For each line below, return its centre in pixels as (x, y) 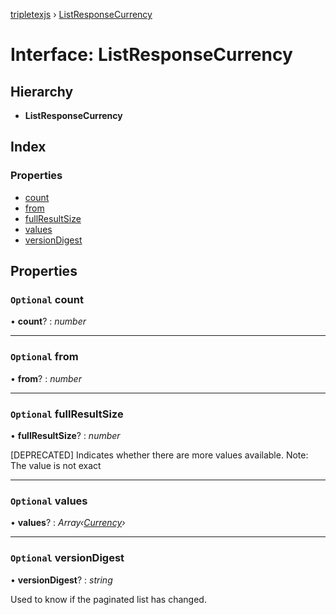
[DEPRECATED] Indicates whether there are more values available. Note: (159, 455)
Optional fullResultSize (67, 414)
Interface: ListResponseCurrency (151, 55)
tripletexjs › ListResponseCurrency (81, 14)
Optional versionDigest (67, 558)
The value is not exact (56, 465)
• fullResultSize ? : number (65, 435)
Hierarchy (42, 91)
